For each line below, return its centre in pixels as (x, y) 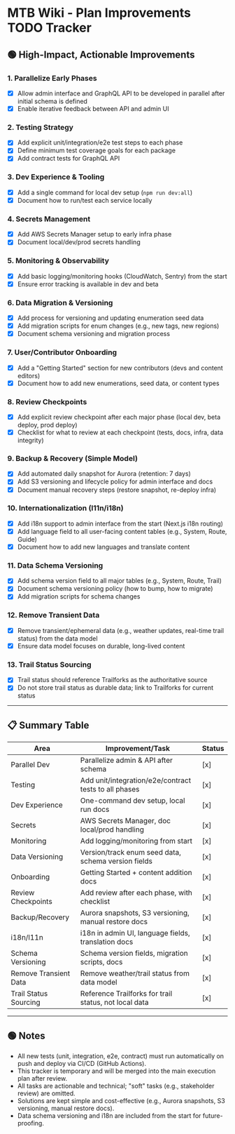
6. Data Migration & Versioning (60, 302)
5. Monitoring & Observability (58, 261)
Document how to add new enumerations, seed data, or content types (118, 383)
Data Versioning (37, 857)
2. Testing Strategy (40, 127)
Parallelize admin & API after (127, 761)
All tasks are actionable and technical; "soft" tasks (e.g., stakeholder (116, 1086)
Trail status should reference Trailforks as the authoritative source (112, 680)
